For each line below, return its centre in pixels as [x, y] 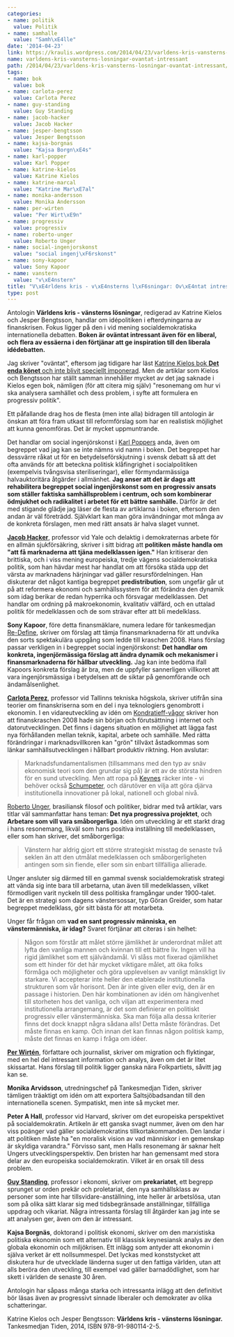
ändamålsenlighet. [34, 684]
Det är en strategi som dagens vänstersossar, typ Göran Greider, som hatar [115, 901]
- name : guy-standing [39, 105]
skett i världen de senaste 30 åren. [57, 1277]
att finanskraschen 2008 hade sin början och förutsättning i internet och [111, 721]
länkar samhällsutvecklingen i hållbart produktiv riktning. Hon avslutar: [108, 750]
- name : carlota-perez [40, 91]
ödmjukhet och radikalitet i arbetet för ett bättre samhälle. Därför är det [112, 502]
